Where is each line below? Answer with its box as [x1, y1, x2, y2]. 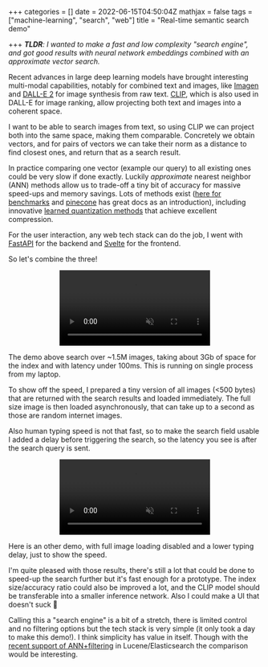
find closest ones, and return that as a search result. [8, 148, 181, 157]
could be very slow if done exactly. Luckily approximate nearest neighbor [8, 172, 251, 181]
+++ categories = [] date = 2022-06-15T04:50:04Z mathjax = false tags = [8, 7, 253, 16]
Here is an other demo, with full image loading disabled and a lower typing [8, 541, 254, 550]
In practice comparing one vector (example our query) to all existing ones [8, 163, 251, 172]
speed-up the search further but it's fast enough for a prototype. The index [8, 574, 257, 583]
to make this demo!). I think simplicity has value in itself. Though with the [8, 632, 249, 642]
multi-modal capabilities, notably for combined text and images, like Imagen [8, 80, 259, 90]
